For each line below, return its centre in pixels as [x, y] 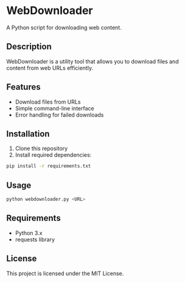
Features [23, 87]
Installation [28, 134]
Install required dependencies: [53, 155]
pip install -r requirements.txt [49, 166]
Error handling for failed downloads [59, 115]
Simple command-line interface [54, 108]
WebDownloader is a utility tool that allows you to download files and [92, 61]
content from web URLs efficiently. [50, 68]
